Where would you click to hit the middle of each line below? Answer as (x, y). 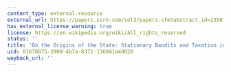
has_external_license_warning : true (59, 26)
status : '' (23, 39)
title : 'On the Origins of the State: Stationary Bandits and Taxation (112, 45)
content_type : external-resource (55, 13)
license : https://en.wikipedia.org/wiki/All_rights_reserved (97, 33)
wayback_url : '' (30, 58)
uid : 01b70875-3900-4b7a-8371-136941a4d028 (70, 52)
